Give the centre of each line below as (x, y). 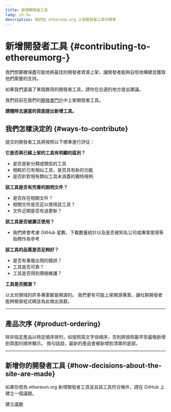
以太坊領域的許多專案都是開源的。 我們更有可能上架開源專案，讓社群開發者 (84, 295)
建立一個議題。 (21, 393)
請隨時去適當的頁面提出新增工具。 (41, 111)
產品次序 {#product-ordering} (53, 324)
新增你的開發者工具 (35, 366)
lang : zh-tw (18, 15)
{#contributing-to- (110, 46)
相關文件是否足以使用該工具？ (44, 204)
